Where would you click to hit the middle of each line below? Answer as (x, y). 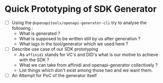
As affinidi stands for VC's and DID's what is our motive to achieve (89, 55)
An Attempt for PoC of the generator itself (54, 76)
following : (22, 28)
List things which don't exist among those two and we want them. (86, 70)
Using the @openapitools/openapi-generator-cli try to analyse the (79, 23)
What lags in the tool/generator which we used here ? (74, 44)
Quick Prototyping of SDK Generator (81, 9)
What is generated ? (40, 33)
